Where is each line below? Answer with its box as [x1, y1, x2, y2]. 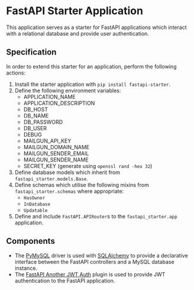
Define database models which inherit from [14, 169, 120, 176]
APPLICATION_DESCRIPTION [23, 99, 95, 107]
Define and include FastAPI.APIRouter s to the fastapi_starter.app [14, 212, 177, 220]
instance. [14, 265, 37, 272]
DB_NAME [23, 112, 49, 119]
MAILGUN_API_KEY [23, 137, 72, 144]
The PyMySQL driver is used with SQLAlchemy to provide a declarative [14, 252, 188, 259]
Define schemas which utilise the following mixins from [14, 181, 149, 188]
